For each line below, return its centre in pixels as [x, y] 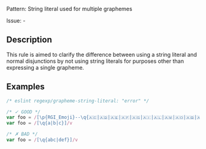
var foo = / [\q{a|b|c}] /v [39, 123]
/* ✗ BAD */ [22, 134]
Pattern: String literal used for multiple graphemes [70, 9]
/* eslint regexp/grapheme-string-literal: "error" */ [78, 101]
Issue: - [16, 20]
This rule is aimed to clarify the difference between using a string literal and [102, 54]
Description [29, 40]
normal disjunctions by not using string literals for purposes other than [95, 61]
